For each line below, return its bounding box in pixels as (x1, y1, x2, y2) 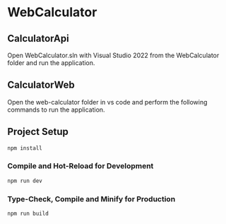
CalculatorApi (7, 33, 69, 45)
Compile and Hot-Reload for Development (7, 161, 154, 171)
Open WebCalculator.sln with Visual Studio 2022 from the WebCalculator (7, 51, 220, 59)
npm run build (7, 210, 49, 217)
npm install (7, 144, 42, 152)
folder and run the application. (7, 59, 95, 67)
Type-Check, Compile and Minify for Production (7, 194, 176, 204)
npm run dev (7, 177, 42, 184)
